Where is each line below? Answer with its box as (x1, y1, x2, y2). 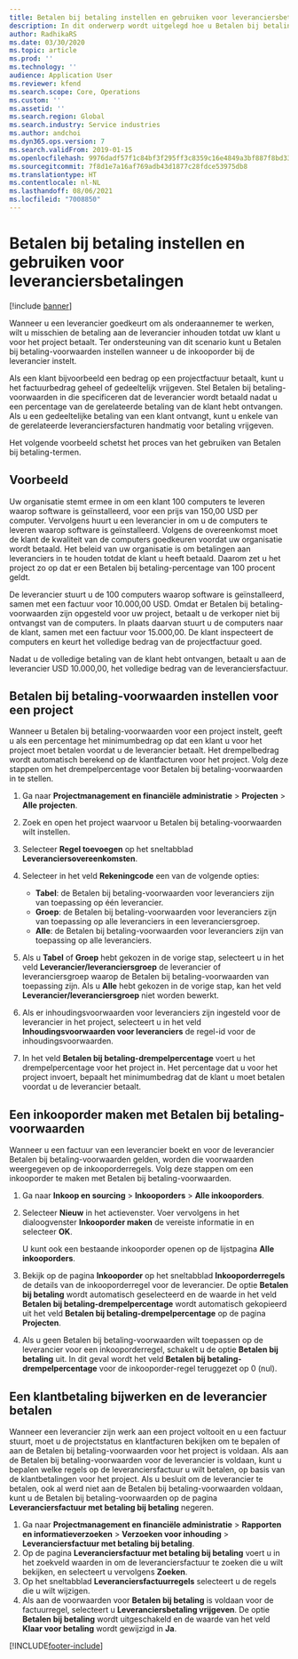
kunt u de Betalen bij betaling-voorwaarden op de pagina (9, 1493, 218, 1503)
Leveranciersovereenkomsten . (21, 853, 138, 864)
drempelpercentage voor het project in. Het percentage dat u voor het (21, 1062, 278, 1073)
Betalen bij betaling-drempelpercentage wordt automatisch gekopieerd (21, 1299, 287, 1309)
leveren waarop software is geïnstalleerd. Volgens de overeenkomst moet (9, 524, 278, 535)
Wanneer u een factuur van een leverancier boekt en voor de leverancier (9, 1145, 275, 1156)
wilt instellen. (21, 826, 71, 837)
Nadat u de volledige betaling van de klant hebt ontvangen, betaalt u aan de (9, 653, 286, 664)
